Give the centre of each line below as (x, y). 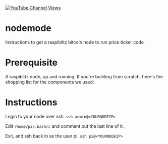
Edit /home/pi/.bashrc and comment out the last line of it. (65, 126)
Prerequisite (32, 63)
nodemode (28, 28)
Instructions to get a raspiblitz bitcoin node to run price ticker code (75, 42)
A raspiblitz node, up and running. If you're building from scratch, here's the (84, 76)
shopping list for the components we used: (50, 82)
